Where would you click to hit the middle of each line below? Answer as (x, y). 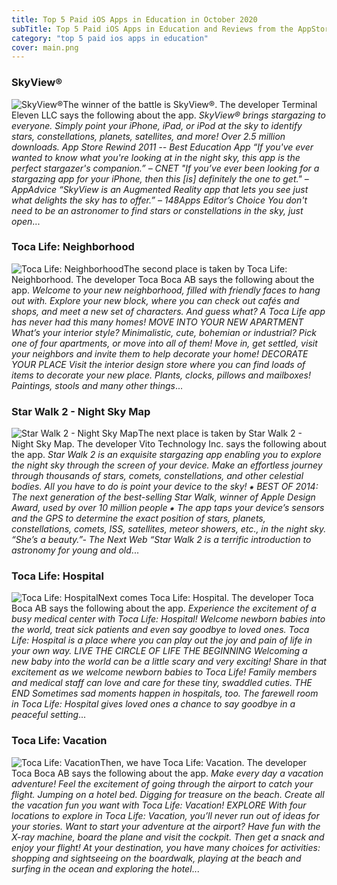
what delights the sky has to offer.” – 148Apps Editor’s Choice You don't (159, 200)
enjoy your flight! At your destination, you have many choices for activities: (166, 847)
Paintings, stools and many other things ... (97, 385)
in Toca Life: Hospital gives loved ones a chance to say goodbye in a (153, 704)
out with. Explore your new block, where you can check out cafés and (155, 300)
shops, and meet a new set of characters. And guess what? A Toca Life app (168, 311)
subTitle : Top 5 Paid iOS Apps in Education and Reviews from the (152, 29)
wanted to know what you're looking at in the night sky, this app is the (156, 157)
